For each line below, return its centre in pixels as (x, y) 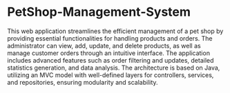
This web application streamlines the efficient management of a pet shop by (115, 31)
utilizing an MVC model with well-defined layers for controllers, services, (111, 75)
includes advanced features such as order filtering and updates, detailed (111, 60)
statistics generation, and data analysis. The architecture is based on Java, (114, 68)
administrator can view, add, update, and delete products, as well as (104, 45)
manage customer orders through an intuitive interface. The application (109, 53)
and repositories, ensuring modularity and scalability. (83, 82)
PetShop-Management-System (99, 12)
